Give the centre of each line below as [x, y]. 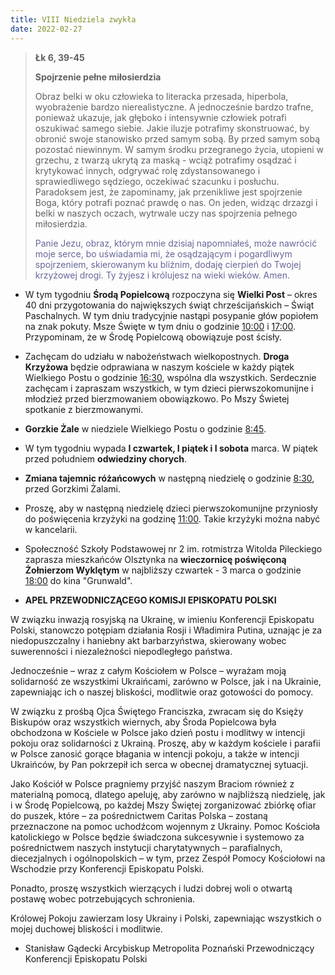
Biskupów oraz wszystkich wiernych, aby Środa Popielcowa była [143, 722]
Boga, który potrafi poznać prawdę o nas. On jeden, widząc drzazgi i [176, 202]
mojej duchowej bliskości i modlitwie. [86, 928]
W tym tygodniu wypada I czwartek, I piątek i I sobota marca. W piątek [171, 448]
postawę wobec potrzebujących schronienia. [103, 898]
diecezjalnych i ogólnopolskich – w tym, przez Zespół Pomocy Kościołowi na [168, 858]
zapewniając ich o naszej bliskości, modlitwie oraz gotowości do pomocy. [162, 692]
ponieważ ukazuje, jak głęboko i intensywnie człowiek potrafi [160, 117]
